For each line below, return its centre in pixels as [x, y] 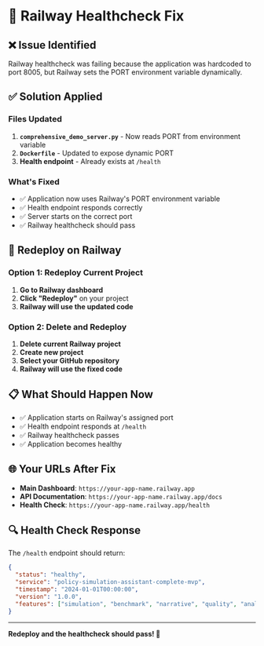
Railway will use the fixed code [71, 369]
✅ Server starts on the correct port [76, 216]
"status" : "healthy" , [51, 575]
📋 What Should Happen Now [81, 394]
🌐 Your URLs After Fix [62, 469]
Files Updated [35, 119]
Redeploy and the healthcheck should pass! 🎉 [84, 633]
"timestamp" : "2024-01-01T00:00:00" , [77, 589]
